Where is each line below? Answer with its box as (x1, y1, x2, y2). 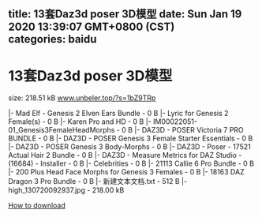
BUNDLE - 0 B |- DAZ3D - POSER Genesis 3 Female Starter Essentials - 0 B (8, 133, 253, 144)
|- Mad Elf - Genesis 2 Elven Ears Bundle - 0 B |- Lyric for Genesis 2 (8, 109, 229, 118)
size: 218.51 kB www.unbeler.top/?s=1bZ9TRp (8, 93, 156, 103)
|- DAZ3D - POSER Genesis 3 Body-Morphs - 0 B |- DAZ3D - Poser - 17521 (8, 142, 251, 152)
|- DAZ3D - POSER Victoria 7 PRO (133, 125, 245, 135)
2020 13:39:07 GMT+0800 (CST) (8, 21, 175, 34)
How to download (8, 200, 65, 211)
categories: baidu (8, 32, 97, 46)
